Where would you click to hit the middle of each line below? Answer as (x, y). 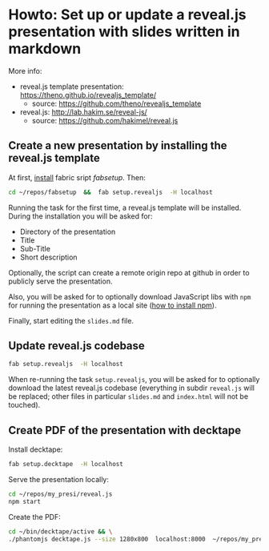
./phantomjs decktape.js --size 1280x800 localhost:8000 (107, 539)
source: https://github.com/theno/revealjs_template (116, 103)
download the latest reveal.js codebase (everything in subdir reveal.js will (131, 388)
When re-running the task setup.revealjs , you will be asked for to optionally (134, 380)
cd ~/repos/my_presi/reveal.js (60, 494)
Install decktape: (36, 449)
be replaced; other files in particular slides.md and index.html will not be (128, 396)
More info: (25, 70)
